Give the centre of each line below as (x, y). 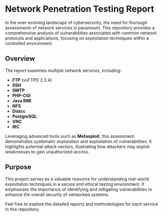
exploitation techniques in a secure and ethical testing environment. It (75, 184)
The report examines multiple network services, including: (63, 70)
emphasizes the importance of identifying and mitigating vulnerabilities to (79, 189)
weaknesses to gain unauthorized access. (47, 152)
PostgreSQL (25, 116)
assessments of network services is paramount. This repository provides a (80, 27)
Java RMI (22, 101)
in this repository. (22, 209)
